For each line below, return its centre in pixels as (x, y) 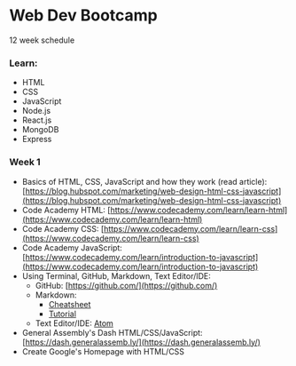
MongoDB (40, 130)
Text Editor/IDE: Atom (74, 323)
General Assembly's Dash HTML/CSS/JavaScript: (112, 332)
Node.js (36, 111)
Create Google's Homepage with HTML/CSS (103, 351)
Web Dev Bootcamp (83, 16)
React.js (37, 120)
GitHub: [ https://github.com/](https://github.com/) (126, 285)
